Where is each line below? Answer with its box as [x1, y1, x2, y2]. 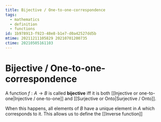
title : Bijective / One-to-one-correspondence [5, 7, 106, 13]
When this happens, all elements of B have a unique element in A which [5, 105, 155, 111]
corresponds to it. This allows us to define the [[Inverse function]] [5, 110, 143, 117]
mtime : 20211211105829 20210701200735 [5, 36, 87, 41]
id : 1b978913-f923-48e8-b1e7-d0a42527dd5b [5, 31, 96, 36]
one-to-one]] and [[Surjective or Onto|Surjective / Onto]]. [36, 95, 156, 102]
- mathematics [10, 17, 40, 22]
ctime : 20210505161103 [5, 41, 53, 46]
